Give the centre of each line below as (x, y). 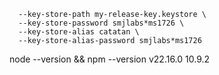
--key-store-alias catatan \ (79, 32)
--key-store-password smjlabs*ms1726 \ (101, 23)
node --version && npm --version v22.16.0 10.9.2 (110, 59)
